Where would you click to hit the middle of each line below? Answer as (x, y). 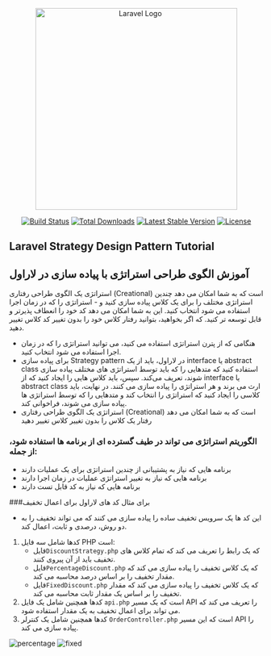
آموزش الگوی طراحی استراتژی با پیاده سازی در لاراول (129, 274)
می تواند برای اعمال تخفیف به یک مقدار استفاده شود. (100, 610)
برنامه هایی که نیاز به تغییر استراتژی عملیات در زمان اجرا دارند (114, 478)
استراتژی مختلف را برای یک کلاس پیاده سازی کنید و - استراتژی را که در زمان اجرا (131, 302)
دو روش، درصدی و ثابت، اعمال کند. (74, 526)
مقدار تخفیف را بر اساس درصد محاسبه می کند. (104, 576)
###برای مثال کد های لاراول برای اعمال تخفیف (79, 502)
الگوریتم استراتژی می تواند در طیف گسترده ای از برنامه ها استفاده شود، (133, 441)
